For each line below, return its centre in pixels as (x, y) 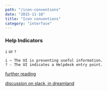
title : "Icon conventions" (33, 19)
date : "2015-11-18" (25, 14)
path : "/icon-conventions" (33, 10)
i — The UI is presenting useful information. (54, 60)
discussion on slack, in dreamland (40, 83)
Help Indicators (24, 41)
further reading (21, 74)
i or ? (11, 51)
